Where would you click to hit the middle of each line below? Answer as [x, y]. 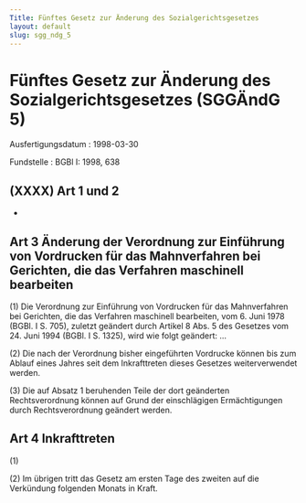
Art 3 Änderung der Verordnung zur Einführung [147, 242]
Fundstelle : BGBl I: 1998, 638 [65, 162]
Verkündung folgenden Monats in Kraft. [84, 488]
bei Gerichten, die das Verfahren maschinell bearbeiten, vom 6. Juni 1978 [147, 316]
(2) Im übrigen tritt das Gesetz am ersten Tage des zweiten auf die [134, 478]
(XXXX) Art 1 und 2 [64, 191]
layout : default [40, 27]
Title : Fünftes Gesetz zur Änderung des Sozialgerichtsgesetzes [134, 18]
